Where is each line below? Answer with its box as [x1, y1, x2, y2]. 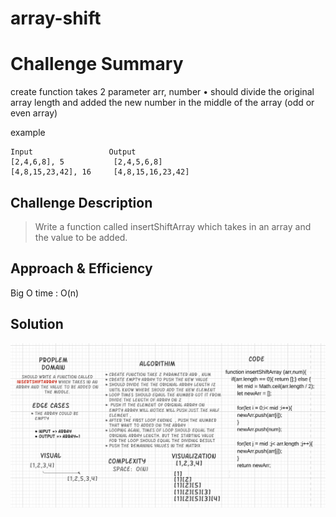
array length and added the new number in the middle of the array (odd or [10, 97, 315, 109]
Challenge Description [10, 194, 153, 211]
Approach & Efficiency [10, 260, 153, 277]
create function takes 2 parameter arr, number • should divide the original [10, 86, 315, 98]
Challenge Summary [10, 53, 184, 76]
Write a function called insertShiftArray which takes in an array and [34, 220, 312, 232]
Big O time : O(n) [10, 287, 80, 299]
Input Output [10, 147, 137, 157]
